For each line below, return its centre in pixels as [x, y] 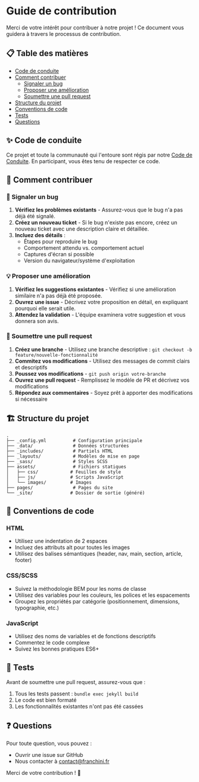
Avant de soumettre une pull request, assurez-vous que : [76, 682]
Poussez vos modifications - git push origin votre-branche [90, 373]
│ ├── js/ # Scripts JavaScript [65, 477]
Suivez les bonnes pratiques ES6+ [57, 649]
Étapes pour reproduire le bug [60, 242]
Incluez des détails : [40, 235]
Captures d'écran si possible [59, 254]
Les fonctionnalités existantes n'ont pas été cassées [79, 706]
